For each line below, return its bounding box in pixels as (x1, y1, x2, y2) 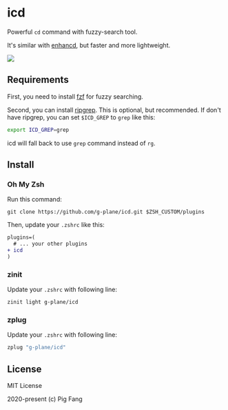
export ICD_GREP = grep (7, 126, 70, 133)
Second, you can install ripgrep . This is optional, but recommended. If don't (7, 106, 222, 114)
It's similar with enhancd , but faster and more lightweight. (7, 41, 171, 49)
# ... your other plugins (13, 240, 88, 248)
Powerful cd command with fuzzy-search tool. (7, 28, 138, 36)
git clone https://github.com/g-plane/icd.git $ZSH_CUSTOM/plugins (7, 208, 205, 215)
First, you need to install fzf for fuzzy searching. (7, 92, 143, 101)
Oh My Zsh (7, 179, 45, 189)
